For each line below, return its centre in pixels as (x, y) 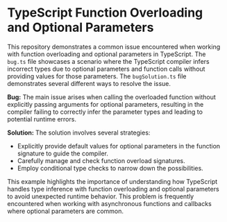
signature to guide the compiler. (63, 153)
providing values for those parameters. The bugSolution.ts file (97, 76)
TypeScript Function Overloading (105, 13)
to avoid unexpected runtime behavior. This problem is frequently (101, 196)
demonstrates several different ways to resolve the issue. (89, 83)
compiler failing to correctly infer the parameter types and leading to (105, 112)
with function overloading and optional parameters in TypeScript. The (107, 54)
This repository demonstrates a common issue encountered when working (114, 46)
